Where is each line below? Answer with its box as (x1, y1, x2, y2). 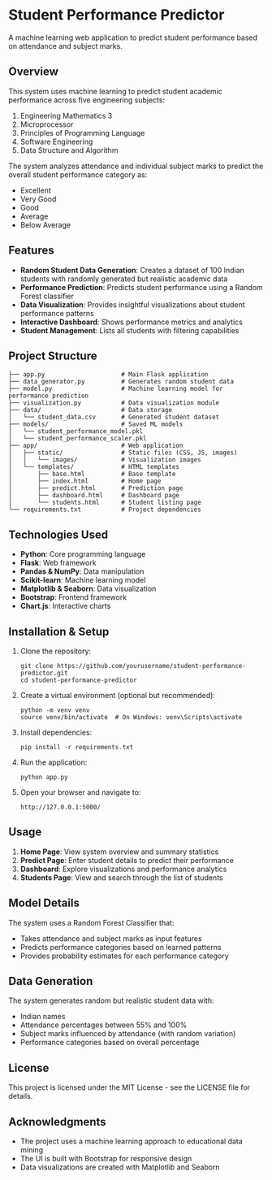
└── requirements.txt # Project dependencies (8, 505, 201, 514)
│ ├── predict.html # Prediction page (8, 484, 183, 492)
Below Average (19, 219, 71, 229)
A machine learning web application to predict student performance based (8, 33, 258, 42)
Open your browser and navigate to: (19, 787, 141, 797)
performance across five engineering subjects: (8, 95, 165, 105)
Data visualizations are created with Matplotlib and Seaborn (19, 1162, 221, 1172)
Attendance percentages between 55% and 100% (19, 1020, 188, 1030)
